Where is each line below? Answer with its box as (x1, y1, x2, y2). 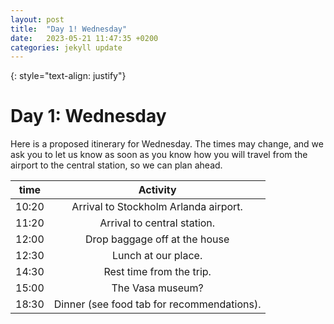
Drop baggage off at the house (85, 232, 230, 246)
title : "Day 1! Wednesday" (10, 24, 128, 34)
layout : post (10, 14, 65, 25)
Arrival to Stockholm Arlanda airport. (71, 200, 243, 214)
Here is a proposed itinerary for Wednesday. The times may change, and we (10, 138, 324, 150)
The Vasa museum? (111, 281, 204, 295)
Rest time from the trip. (103, 265, 212, 279)
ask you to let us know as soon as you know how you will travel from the (10, 149, 308, 161)
